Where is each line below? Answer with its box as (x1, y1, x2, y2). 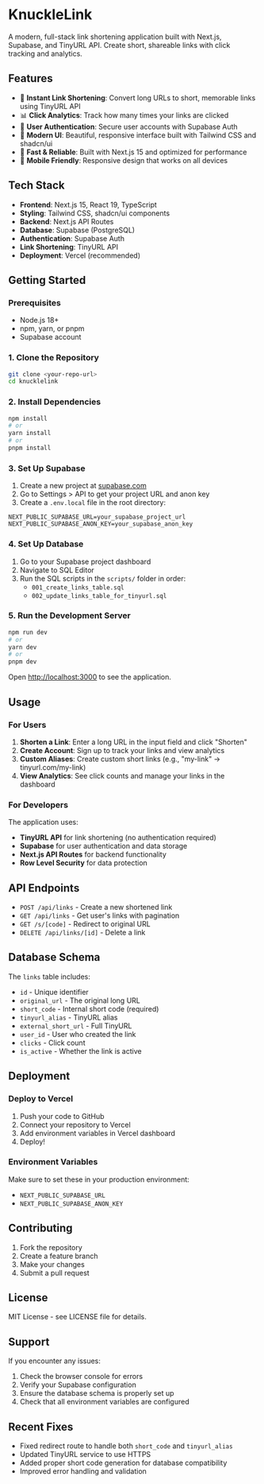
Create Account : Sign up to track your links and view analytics (19, 745, 225, 755)
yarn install (8, 429, 52, 437)
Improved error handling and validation (19, 1467, 147, 1476)
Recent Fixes (8, 1420, 74, 1433)
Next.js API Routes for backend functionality (19, 849, 166, 860)
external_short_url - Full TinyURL (19, 1020, 132, 1031)
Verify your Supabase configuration (19, 1380, 136, 1389)
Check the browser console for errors (19, 1372, 143, 1381)
